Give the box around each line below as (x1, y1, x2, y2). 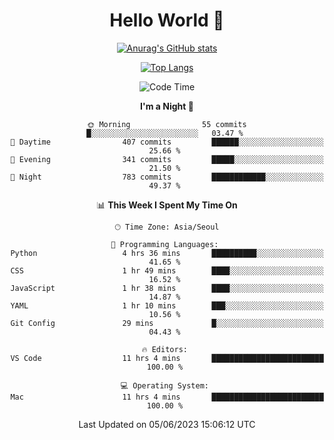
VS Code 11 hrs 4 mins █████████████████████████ (10, 353, 324, 363)
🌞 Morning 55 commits (87, 119, 247, 129)
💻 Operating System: (120, 380, 209, 391)
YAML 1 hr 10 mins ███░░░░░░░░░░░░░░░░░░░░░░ (10, 300, 324, 311)
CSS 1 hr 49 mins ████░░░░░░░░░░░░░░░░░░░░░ (10, 265, 324, 276)
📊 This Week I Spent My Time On (96, 199, 238, 211)
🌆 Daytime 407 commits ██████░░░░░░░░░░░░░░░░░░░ (10, 137, 324, 147)
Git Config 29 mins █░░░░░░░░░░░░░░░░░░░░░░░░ (10, 318, 324, 328)
